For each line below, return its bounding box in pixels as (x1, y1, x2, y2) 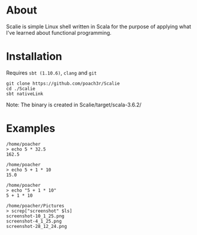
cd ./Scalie (6, 86, 35, 92)
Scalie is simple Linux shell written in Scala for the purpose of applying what (6, 23, 192, 30)
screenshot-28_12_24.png (6, 223, 67, 229)
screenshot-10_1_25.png (6, 213, 65, 219)
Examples (6, 122, 55, 135)
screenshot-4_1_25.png (6, 218, 62, 224)
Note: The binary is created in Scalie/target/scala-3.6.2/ (6, 101, 142, 108)
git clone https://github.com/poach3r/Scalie (6, 80, 120, 86)
